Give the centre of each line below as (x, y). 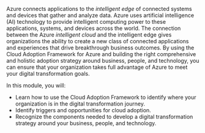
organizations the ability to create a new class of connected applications (98, 41)
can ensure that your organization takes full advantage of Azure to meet (97, 67)
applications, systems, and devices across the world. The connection (94, 28)
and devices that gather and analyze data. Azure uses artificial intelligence (100, 15)
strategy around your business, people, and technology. (86, 123)
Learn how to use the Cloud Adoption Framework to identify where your (106, 97)
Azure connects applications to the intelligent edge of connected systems (99, 9)
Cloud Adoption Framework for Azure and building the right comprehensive (101, 54)
